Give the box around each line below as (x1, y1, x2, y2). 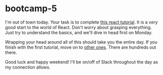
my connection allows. (5, 64, 51, 70)
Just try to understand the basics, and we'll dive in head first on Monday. (5, 29, 153, 35)
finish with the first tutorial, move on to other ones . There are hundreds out (5, 44, 156, 50)
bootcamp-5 (5, 3, 57, 14)
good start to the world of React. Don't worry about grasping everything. (5, 24, 152, 30)
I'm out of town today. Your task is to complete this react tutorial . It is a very (5, 19, 158, 25)
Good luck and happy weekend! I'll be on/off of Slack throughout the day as (5, 59, 158, 65)
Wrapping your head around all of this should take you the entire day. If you (5, 39, 158, 45)
